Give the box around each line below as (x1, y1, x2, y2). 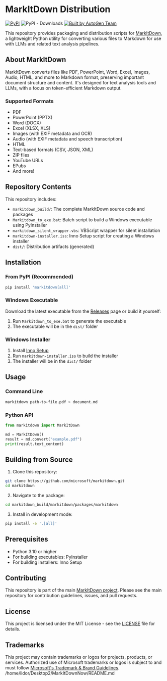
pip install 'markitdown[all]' (5, 284, 71, 290)
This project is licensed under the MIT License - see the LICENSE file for (5, 620, 155, 627)
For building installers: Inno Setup (12, 559, 82, 565)
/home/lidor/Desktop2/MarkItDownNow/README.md (5, 670, 115, 676)
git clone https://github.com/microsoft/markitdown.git (5, 478, 125, 483)
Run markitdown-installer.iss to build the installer (12, 353, 118, 359)
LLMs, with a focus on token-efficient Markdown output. (5, 85, 122, 91)
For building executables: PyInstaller (12, 554, 88, 560)
